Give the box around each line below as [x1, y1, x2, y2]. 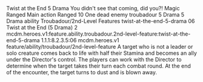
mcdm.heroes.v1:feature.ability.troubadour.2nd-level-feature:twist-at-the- [6, 30, 191, 37]
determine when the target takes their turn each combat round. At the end [6, 62, 191, 69]
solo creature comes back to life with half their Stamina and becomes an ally [6, 49, 197, 57]
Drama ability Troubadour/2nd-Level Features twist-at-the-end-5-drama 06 [6, 17, 195, 25]
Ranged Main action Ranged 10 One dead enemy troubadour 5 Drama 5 [6, 11, 185, 18]
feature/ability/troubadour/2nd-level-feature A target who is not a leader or [6, 43, 193, 50]
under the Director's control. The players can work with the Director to [6, 56, 182, 63]
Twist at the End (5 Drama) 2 [6, 24, 78, 31]
